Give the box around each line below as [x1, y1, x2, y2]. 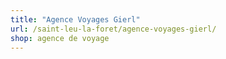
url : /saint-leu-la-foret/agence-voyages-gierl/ [10, 24, 217, 34]
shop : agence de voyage [10, 33, 110, 43]
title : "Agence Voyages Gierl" [10, 14, 141, 25]
